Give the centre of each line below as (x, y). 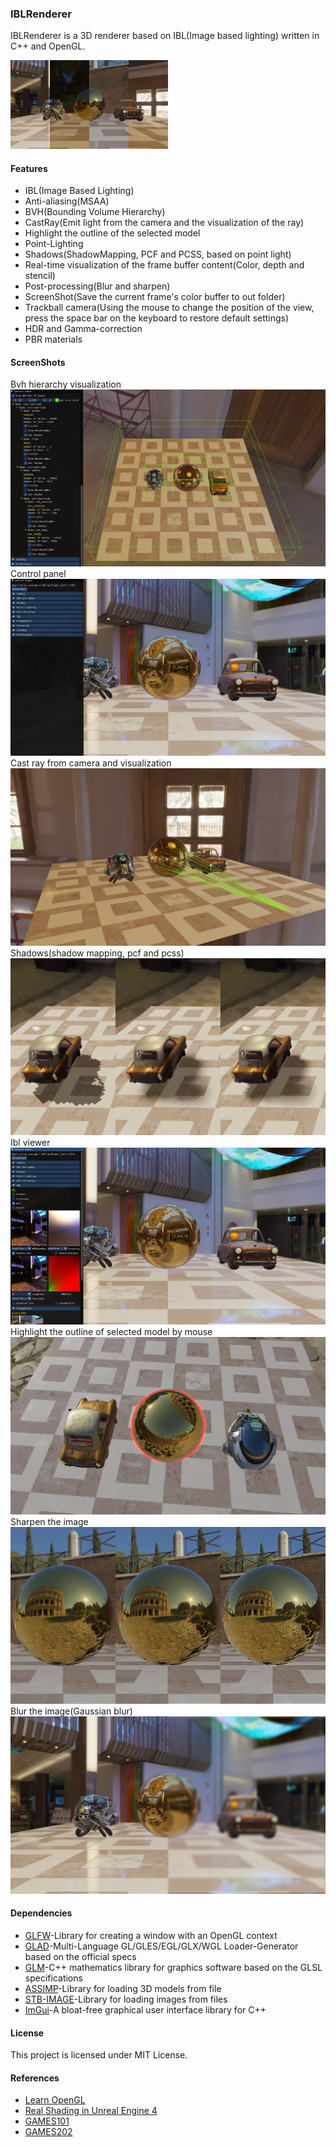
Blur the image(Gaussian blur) (71, 1711)
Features (29, 168)
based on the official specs (80, 1956)
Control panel (38, 574)
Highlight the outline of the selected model (112, 233)
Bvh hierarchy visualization (66, 384)
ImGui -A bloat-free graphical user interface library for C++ (145, 2009)
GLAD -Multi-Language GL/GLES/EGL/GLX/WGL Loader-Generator (161, 1946)
